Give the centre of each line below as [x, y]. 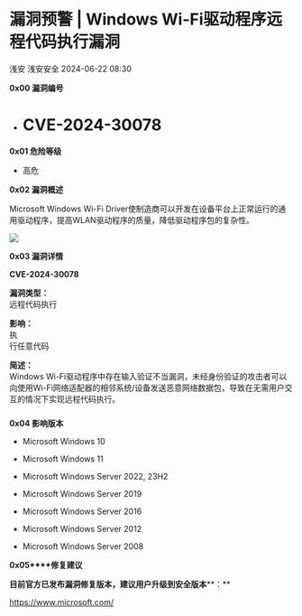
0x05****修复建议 [46, 565]
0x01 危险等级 [36, 151]
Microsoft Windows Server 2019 [82, 493]
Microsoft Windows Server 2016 [82, 511]
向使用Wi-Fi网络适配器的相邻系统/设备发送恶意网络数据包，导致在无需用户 [147, 387]
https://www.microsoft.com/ [62, 602]
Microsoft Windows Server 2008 [83, 546]
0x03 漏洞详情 [37, 256]
